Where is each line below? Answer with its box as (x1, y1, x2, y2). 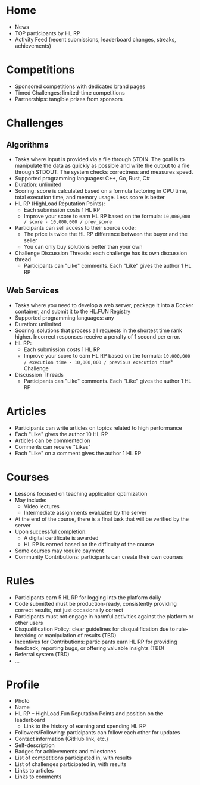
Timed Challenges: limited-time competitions (14, 89, 125, 96)
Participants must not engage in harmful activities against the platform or (14, 612, 194, 620)
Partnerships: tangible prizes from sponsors (14, 95, 123, 102)
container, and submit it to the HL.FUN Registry (14, 308, 131, 315)
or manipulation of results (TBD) (37, 631, 117, 639)
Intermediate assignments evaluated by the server (23, 509, 147, 516)
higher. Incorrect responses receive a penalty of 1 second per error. (14, 333, 180, 340)
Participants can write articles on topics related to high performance (14, 424, 183, 431)
